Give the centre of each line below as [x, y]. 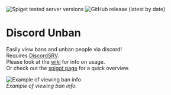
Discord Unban [43, 33]
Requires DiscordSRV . [33, 55]
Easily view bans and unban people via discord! [64, 49]
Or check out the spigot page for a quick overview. [68, 68]
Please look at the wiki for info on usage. [56, 61]
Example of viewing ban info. [42, 86]
